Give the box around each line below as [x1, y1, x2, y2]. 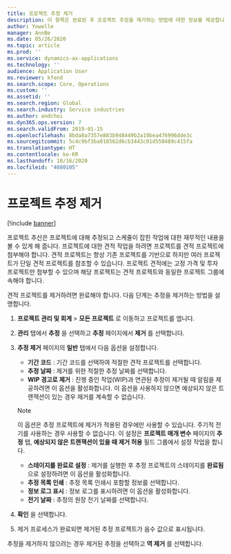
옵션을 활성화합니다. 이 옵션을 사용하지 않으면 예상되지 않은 [58, 384, 217, 392]
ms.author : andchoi [7, 112, 63, 119]
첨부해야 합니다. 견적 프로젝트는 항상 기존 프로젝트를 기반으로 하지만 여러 [7, 250, 202, 258]
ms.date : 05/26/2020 [7, 36, 67, 43]
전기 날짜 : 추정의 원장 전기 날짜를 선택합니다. [27, 495, 149, 504]
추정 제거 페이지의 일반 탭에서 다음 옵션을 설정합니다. [17, 343, 159, 351]
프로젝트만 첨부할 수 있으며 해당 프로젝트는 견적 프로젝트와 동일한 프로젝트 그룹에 [7, 267, 225, 276]
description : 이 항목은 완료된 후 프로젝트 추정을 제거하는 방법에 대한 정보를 [7, 17, 203, 23]
